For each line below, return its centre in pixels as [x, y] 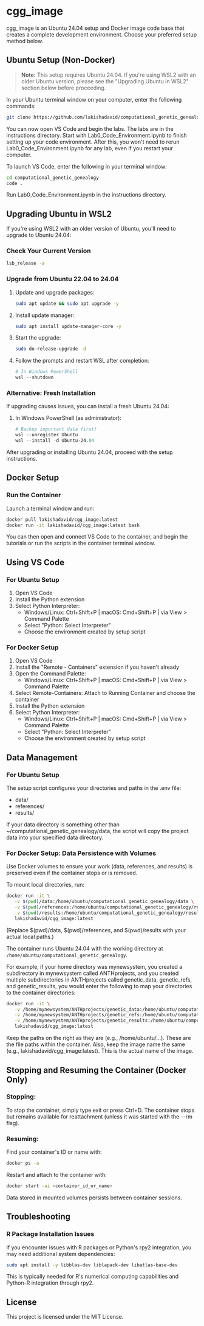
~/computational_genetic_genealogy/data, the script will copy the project [98, 831]
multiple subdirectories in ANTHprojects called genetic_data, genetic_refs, [99, 979]
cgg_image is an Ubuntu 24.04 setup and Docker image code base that [96, 28]
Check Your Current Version [49, 251]
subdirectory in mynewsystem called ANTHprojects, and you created [93, 973]
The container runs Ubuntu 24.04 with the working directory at [85, 948]
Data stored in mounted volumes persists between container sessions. [94, 1198]
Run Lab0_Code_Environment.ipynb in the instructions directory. [87, 195]
